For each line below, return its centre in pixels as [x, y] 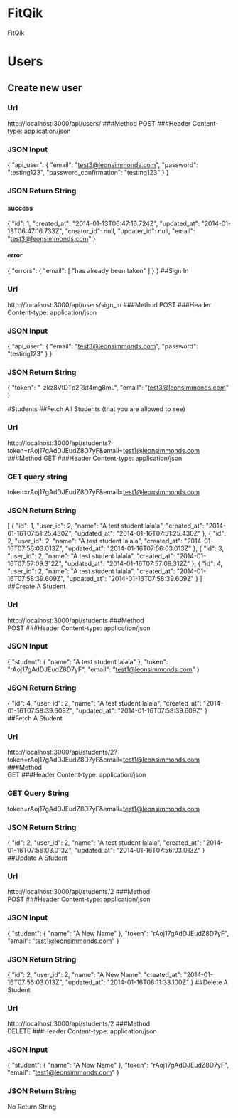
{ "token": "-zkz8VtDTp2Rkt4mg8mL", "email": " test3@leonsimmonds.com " [118, 388]
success [20, 208]
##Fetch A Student [35, 718]
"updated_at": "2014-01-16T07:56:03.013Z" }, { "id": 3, [144, 548]
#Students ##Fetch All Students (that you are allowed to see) [97, 409]
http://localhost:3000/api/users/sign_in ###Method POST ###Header [109, 304]
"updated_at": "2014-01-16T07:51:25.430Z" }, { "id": [150, 533]
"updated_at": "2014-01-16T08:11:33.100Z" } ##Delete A [147, 982]
